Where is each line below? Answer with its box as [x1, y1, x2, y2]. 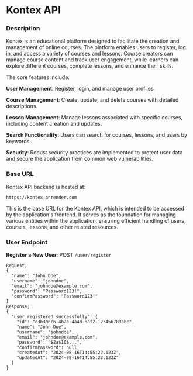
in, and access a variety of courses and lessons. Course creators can [6, 50, 173, 57]
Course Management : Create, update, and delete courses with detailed [6, 96, 179, 104]
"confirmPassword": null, [16, 344, 80, 351]
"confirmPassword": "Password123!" [11, 294, 98, 299]
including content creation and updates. [6, 120, 102, 127]
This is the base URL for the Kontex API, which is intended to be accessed [6, 205, 184, 212]
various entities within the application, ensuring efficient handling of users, [6, 217, 186, 224]
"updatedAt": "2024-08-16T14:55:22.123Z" [16, 355, 119, 361]
